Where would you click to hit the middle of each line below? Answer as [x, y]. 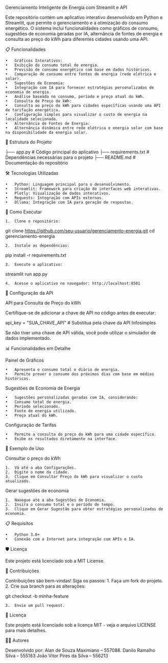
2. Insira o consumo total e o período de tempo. [60, 505]
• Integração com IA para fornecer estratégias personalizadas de [80, 88]
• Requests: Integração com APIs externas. [54, 198]
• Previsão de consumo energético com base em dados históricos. [79, 70]
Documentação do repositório [37, 163]
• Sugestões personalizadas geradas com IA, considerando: [72, 397]
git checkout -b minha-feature [37, 596]
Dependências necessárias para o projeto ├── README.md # [70, 157]
